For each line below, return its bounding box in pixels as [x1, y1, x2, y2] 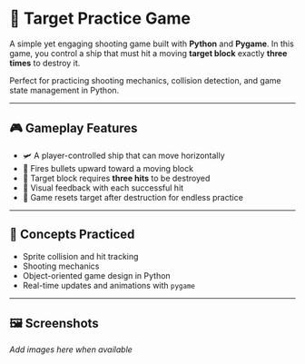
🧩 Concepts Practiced [9, 227, 135, 242]
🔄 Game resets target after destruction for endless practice [22, 192, 243, 202]
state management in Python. [9, 84, 120, 95]
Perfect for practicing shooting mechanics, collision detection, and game [9, 74, 281, 85]
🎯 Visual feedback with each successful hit [22, 182, 184, 193]
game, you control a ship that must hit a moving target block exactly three [9, 47, 288, 58]
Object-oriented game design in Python [22, 270, 171, 280]
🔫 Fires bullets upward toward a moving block [22, 162, 193, 173]
